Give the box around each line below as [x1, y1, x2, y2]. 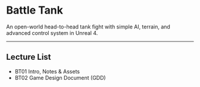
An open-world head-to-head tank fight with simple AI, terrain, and [6, 23, 171, 30]
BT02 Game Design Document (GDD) [14, 74, 106, 81]
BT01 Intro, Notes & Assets [14, 67, 80, 75]
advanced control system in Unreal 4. [6, 29, 98, 36]
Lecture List [6, 52, 52, 62]
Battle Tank [6, 4, 64, 17]
